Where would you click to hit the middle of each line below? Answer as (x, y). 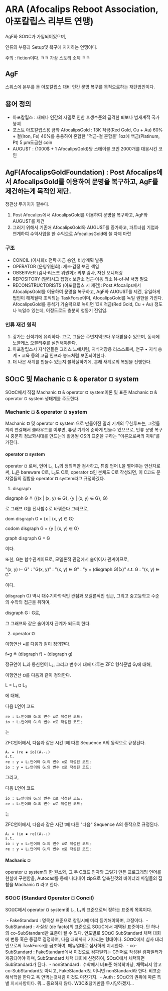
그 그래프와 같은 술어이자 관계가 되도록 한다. (48, 624)
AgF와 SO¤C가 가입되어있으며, (36, 36)
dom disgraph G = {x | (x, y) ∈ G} (40, 519)
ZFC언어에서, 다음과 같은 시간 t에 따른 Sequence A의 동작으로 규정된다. (75, 743)
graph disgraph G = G (28, 538)
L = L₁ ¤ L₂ (16, 685)
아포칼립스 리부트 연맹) (49, 22)
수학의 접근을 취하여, (31, 602)
